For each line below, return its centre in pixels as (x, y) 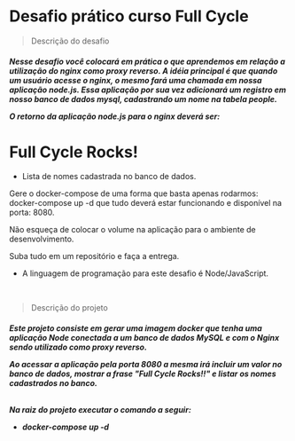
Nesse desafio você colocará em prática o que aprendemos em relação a (147, 61)
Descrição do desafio (70, 41)
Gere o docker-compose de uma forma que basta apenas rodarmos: (134, 193)
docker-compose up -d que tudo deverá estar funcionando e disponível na (145, 203)
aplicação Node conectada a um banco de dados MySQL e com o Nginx (144, 338)
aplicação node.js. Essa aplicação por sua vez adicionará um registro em (147, 90)
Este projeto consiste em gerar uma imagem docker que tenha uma (136, 328)
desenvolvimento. (42, 239)
